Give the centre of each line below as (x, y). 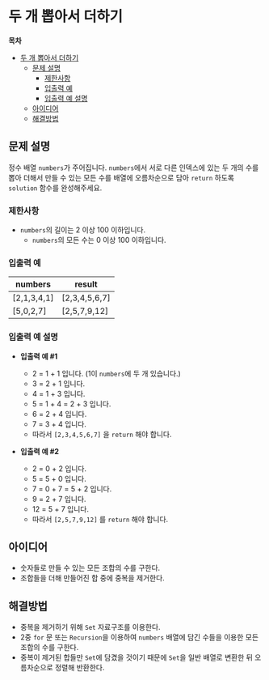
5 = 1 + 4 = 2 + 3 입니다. (71, 404)
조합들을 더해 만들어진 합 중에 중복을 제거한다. (92, 578)
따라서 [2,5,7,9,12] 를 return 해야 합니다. (100, 519)
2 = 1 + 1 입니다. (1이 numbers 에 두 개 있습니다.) (107, 373)
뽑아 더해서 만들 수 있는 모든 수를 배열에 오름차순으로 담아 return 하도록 (121, 177)
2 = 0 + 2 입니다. (59, 468)
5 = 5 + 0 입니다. (59, 478)
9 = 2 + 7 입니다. (59, 499)
